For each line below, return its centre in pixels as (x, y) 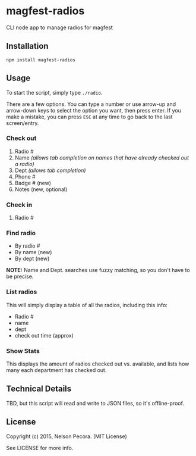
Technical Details (39, 389)
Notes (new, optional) (41, 189)
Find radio (21, 233)
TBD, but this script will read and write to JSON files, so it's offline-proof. (95, 403)
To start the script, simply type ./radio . (54, 92)
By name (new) (33, 252)
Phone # (25, 176)
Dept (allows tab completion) (50, 170)
